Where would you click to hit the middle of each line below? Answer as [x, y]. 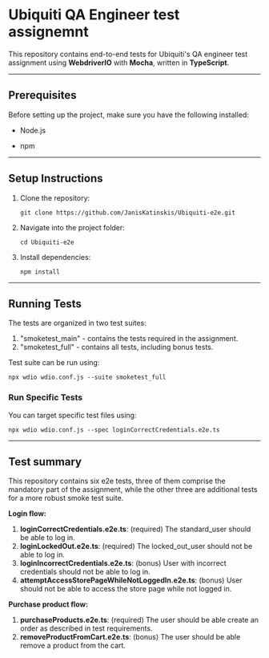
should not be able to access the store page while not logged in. [126, 589]
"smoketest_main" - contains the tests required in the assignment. [129, 339]
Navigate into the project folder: [72, 227]
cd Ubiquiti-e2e [47, 242]
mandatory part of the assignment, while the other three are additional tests [133, 489]
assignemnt [49, 32]
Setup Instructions [56, 179]
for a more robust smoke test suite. [66, 498]
